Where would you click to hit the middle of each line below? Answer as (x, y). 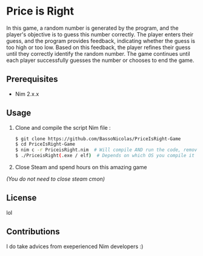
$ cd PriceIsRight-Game (45, 144)
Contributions (33, 232)
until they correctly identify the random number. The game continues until (98, 53)
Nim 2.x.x (27, 94)
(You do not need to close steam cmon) (55, 179)
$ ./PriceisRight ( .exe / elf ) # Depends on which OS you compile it (105, 156)
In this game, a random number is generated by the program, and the (92, 28)
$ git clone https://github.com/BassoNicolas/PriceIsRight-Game (98, 139)
